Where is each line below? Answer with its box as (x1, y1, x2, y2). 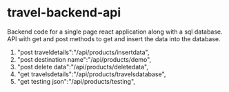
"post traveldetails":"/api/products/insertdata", (17, 48, 150, 56)
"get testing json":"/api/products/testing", (17, 77, 136, 85)
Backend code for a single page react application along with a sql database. (7, 27, 223, 36)
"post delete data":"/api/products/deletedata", (17, 62, 148, 71)
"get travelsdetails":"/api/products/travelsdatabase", (17, 70, 166, 78)
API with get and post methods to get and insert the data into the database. (7, 34, 221, 43)
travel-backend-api (7, 5, 121, 21)
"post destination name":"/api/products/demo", (17, 55, 152, 63)
